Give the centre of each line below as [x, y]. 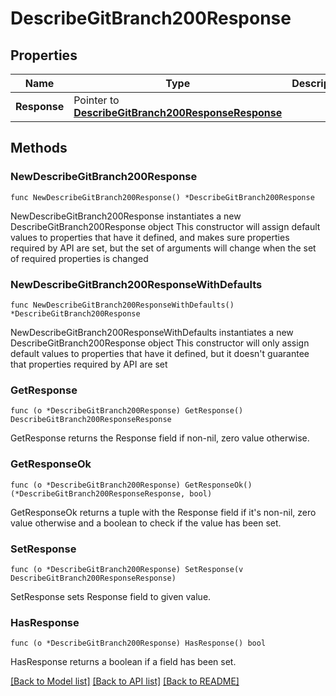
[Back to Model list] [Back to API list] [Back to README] [125, 681]
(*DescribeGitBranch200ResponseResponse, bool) [111, 493]
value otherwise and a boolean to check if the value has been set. [146, 523]
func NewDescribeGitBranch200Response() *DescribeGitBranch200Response [162, 197]
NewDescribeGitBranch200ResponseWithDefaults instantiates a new [152, 332]
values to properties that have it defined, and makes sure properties [150, 237]
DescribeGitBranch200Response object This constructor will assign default [165, 226]
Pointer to [96, 100]
